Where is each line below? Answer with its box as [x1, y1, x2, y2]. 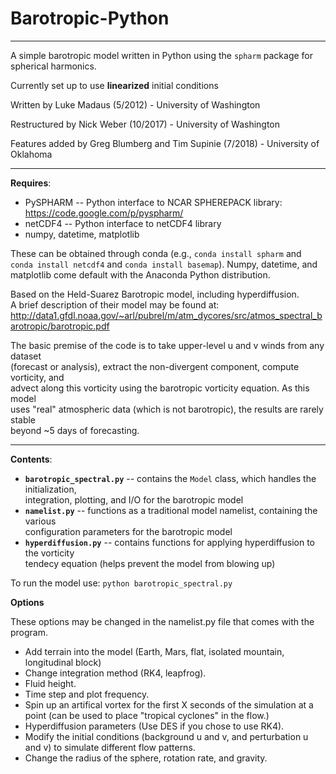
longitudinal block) [24, 656, 102, 668]
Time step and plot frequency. [24, 688, 150, 700]
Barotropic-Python [10, 7, 170, 30]
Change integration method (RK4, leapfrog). [24, 667, 207, 679]
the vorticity [24, 547, 75, 559]
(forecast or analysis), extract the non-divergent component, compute [10, 360, 300, 372]
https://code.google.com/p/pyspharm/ [24, 207, 184, 219]
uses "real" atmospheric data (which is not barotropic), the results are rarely [10, 403, 324, 415]
